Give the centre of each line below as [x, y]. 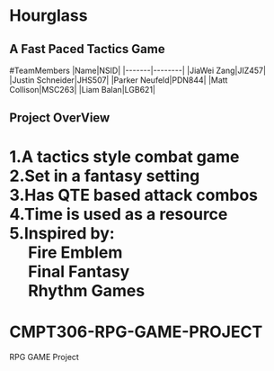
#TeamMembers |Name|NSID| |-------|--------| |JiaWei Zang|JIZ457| [138, 70]
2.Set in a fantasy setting [105, 176]
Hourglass [49, 16]
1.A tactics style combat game [124, 156]
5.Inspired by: [62, 233]
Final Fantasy [79, 271]
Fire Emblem [75, 252]
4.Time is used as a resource [119, 214]
